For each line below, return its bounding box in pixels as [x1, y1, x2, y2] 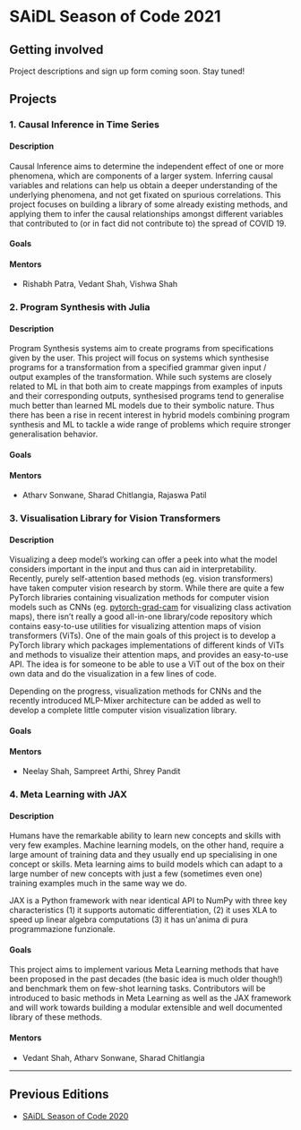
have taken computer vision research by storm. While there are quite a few [9, 582, 285, 593]
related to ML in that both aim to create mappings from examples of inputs [9, 381, 283, 392]
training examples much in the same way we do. [9, 878, 187, 889]
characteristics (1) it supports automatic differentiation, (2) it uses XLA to [9, 905, 278, 916]
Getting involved [9, 42, 104, 57]
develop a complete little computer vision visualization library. [9, 705, 237, 716]
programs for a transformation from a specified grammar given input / [9, 362, 267, 373]
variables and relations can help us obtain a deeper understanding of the [9, 179, 278, 190]
